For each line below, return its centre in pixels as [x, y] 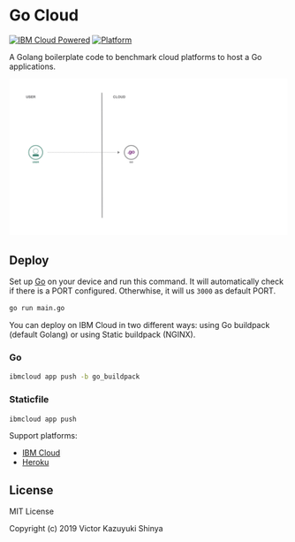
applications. [32, 66]
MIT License [32, 511]
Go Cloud [44, 15]
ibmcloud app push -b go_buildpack [75, 377]
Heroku [35, 462]
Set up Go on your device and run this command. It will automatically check [147, 282]
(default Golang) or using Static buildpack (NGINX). [102, 335]
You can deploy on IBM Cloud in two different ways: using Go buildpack [140, 325]
